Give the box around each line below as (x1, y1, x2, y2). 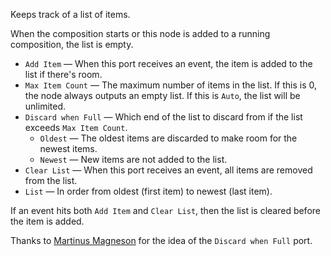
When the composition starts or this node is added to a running (10, 28, 271, 39)
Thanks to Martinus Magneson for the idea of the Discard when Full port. (10, 235, 313, 246)
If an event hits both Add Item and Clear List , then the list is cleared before (10, 205, 321, 216)
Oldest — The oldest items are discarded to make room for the (39, 132, 298, 144)
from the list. (24, 175, 78, 186)
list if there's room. (24, 69, 103, 80)
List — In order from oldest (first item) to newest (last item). (24, 185, 273, 197)
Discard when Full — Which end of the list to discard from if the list (24, 111, 303, 123)
